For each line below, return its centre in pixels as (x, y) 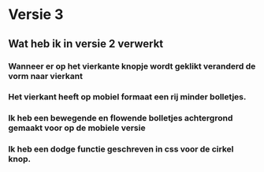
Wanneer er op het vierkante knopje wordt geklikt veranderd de (132, 66)
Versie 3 (36, 15)
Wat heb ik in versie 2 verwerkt (86, 44)
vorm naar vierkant (45, 76)
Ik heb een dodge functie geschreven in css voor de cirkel (121, 149)
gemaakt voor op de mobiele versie (77, 128)
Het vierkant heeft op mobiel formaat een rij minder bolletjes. (127, 97)
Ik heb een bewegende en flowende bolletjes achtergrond (121, 118)
